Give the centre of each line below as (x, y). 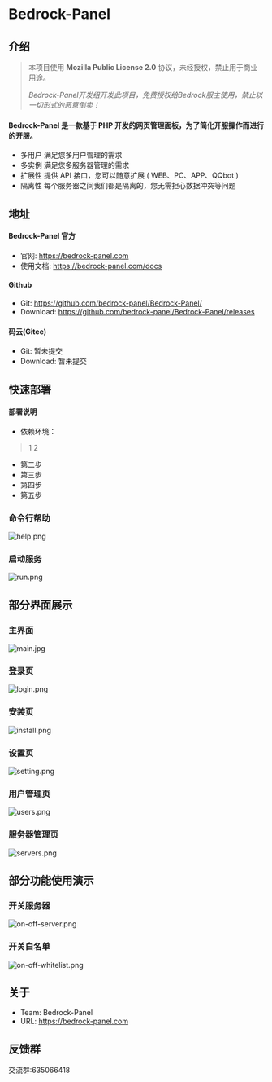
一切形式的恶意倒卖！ (64, 105)
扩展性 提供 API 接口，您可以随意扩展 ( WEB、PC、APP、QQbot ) (130, 175)
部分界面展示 (41, 605)
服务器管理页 (34, 834)
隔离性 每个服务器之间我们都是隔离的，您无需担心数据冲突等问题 (128, 186)
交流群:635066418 (39, 1070)
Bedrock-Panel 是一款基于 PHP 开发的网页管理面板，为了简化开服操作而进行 (136, 125)
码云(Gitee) (28, 332)
